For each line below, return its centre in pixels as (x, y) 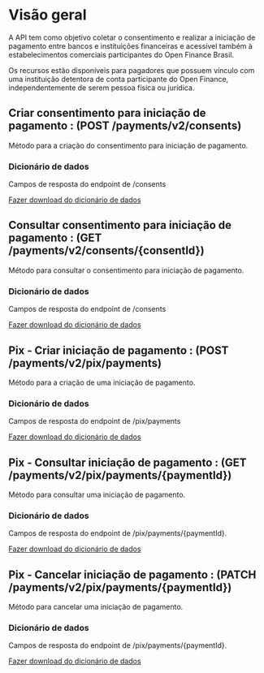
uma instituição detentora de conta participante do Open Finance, (119, 79)
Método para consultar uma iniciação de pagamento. (97, 495)
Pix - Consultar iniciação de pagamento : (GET (128, 462)
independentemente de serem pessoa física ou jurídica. (102, 88)
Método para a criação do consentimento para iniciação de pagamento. (128, 145)
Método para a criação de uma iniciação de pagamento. (102, 382)
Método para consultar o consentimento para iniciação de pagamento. (126, 270)
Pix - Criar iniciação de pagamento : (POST (119, 350)
